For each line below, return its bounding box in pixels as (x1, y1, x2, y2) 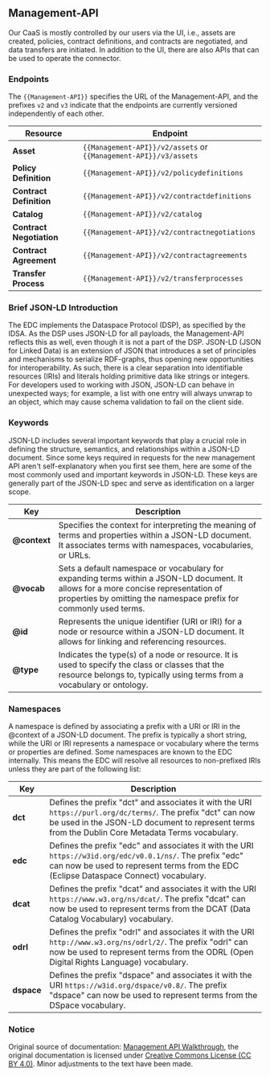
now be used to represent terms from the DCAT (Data (49, 903, 251, 914)
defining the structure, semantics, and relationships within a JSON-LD (8, 444, 240, 453)
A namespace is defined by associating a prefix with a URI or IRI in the (8, 722, 241, 730)
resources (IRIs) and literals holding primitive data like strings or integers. (8, 371, 251, 381)
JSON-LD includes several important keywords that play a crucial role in (8, 436, 247, 445)
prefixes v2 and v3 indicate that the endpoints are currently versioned (8, 100, 238, 110)
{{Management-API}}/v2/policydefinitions (82, 169, 243, 178)
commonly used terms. (58, 603, 145, 614)
